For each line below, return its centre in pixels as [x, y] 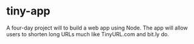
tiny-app [28, 11]
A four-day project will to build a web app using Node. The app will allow [97, 28]
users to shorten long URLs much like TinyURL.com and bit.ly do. [88, 34]
